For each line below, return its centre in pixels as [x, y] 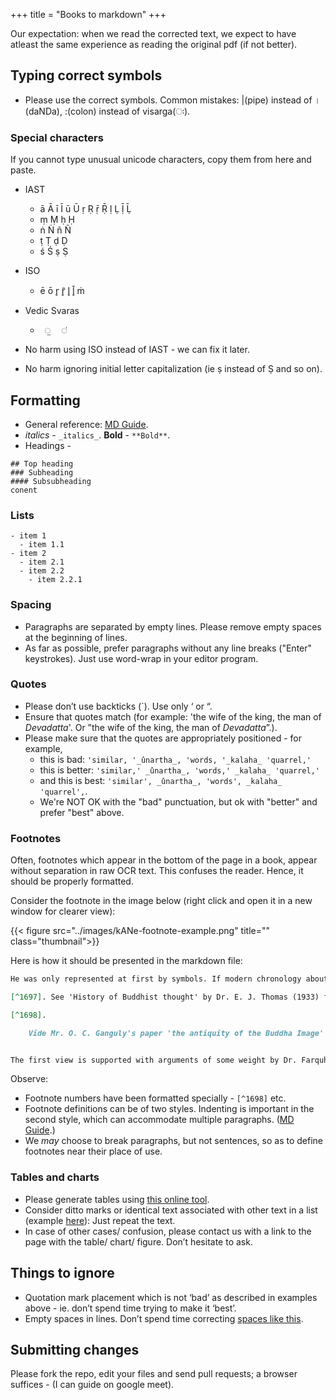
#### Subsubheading [51, 481]
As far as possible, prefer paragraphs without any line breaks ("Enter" [168, 648]
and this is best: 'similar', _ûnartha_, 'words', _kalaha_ [161, 780]
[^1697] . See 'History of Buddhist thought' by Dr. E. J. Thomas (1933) [165, 997]
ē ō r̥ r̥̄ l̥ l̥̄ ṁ [62, 291]
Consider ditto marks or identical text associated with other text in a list [171, 1210]
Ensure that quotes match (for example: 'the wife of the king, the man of [173, 716]
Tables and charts [55, 1177]
